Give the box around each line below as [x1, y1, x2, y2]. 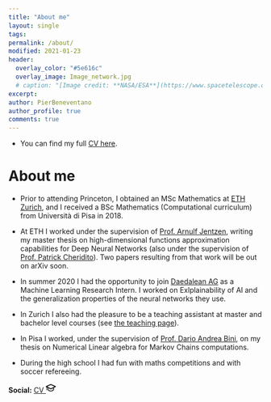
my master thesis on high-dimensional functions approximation [19, 235, 230, 245]
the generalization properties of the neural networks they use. [19, 294, 227, 303]
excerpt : [8, 90, 38, 98]
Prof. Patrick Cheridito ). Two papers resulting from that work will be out [19, 252, 257, 262]
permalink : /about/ [8, 39, 74, 47]
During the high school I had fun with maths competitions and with [19, 358, 241, 368]
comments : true [8, 116, 60, 124]
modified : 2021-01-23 [8, 47, 81, 56]
